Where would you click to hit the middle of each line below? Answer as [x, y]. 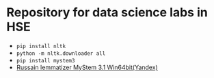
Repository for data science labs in [107, 13]
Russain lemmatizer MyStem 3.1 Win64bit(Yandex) [87, 67]
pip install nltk [41, 46]
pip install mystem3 [45, 60]
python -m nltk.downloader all [61, 53]
